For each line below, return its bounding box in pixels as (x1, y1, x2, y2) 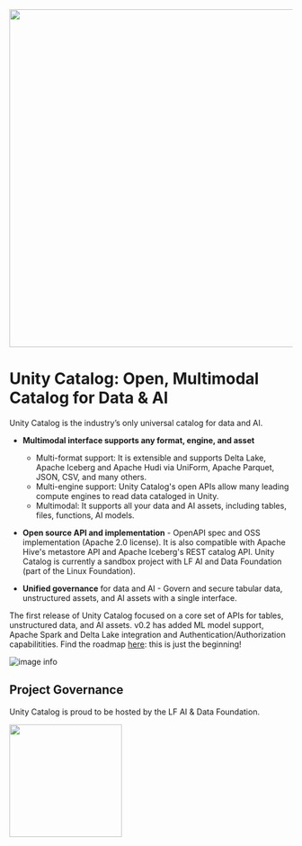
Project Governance (9, 682, 124, 697)
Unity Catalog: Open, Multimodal (9, 368, 259, 389)
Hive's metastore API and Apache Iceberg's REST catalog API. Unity (22, 546, 275, 557)
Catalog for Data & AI (9, 387, 169, 408)
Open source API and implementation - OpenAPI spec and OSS (22, 527, 261, 538)
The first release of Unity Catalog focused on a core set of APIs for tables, (9, 610, 284, 621)
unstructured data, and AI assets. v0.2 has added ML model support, (9, 619, 264, 630)
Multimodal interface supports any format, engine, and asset (22, 434, 255, 445)
